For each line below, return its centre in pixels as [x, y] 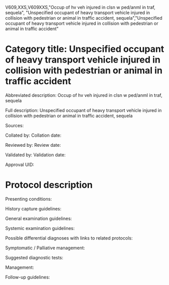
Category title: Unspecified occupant [85, 49]
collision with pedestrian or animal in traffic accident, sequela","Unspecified [84, 18]
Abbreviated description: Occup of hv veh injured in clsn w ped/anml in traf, [84, 95]
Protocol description [49, 185]
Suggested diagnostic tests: [34, 257]
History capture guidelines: [33, 208]
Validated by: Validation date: [35, 155]
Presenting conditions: [29, 199]
